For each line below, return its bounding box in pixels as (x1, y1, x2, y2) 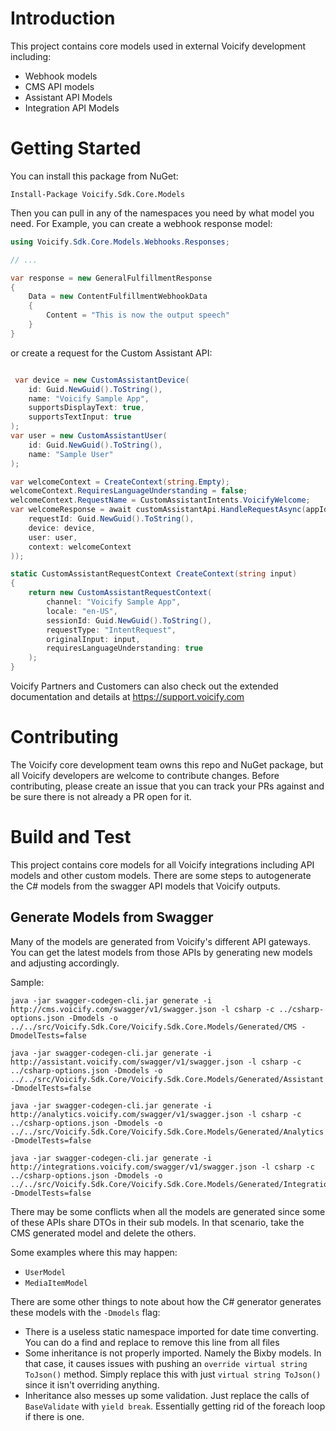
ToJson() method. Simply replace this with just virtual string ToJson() (24, 1368, 322, 1380)
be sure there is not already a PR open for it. (10, 790, 192, 802)
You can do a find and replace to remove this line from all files (24, 1336, 280, 1348)
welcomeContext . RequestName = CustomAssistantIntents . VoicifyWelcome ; (10, 495, 311, 506)
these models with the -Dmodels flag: (10, 1306, 161, 1318)
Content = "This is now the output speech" (46, 310, 230, 321)
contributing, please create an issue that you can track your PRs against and (10, 780, 325, 792)
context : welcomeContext (28, 542, 132, 552)
